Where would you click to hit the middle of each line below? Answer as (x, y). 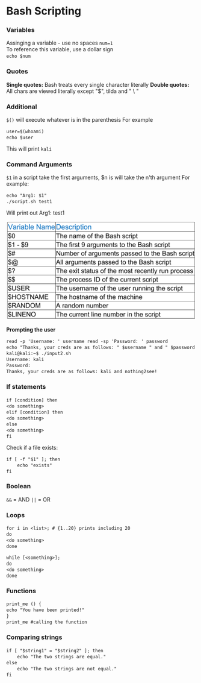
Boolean (19, 486)
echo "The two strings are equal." (62, 656)
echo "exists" (35, 465)
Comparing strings (34, 637)
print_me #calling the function (47, 622)
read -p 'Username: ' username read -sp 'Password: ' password (87, 342)
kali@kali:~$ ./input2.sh (39, 354)
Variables (20, 30)
